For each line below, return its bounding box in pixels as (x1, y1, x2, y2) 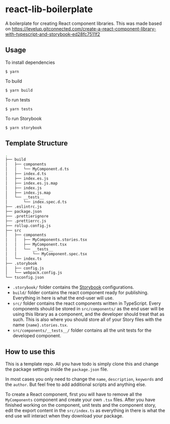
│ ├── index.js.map (5, 190, 51, 195)
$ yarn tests (5, 107, 33, 112)
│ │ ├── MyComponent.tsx (5, 242, 67, 247)
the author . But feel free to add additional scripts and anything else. (5, 381, 147, 387)
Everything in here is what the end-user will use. (12, 295, 114, 301)
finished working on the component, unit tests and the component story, (5, 402, 156, 408)
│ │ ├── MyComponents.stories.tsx (5, 237, 87, 242)
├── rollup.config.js (5, 223, 51, 228)
